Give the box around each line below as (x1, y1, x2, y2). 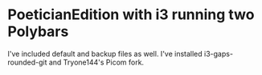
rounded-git (7, 57, 47, 67)
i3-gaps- (203, 49, 234, 58)
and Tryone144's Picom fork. (48, 57, 145, 67)
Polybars (7, 22, 69, 41)
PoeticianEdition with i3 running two (7, 6, 255, 24)
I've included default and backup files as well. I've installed (7, 49, 203, 58)
